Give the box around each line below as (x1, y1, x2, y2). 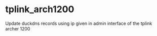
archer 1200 (5, 25, 30, 31)
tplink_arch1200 (5, 4, 74, 15)
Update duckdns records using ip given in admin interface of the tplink (5, 20, 152, 26)
